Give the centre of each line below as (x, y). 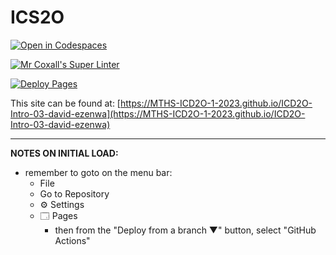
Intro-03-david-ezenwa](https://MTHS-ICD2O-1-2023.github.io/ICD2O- (158, 113)
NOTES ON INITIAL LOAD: (64, 153)
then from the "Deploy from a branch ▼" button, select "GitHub (185, 230)
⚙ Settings (62, 204)
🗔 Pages (58, 215)
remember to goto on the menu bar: (98, 172)
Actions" (72, 240)
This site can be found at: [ (65, 103)
